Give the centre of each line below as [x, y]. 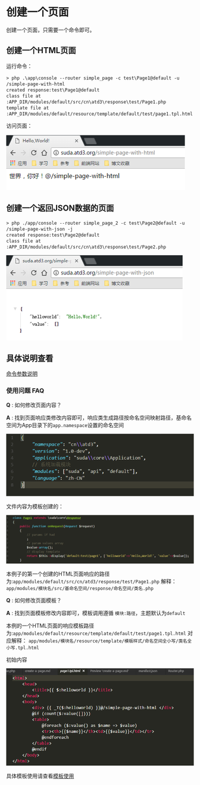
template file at [28, 108]
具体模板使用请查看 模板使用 [40, 776]
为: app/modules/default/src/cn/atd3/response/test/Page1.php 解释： [91, 581]
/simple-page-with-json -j [40, 229]
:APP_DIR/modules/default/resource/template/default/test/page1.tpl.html [100, 114]
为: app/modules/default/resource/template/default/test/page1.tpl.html [96, 633]
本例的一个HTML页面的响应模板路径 [50, 625]
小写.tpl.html [23, 648]
